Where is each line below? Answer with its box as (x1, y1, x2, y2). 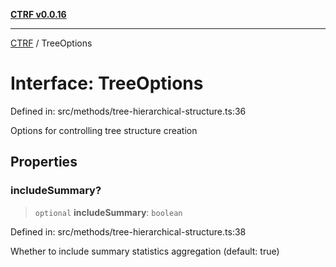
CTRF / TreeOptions (10, 37, 93, 49)
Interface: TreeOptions (10, 72, 204, 95)
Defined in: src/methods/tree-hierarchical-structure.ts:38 (10, 225, 247, 238)
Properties (10, 154, 78, 171)
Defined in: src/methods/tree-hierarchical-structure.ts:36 (10, 105, 247, 117)
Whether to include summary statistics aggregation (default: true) (10, 245, 280, 257)
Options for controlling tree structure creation (10, 124, 198, 136)
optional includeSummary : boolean (34, 206, 183, 218)
